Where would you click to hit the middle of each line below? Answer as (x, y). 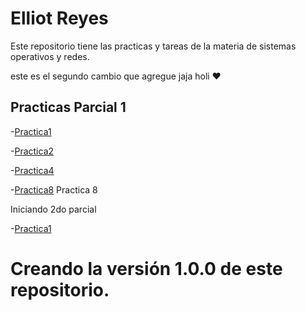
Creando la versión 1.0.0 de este (146, 268)
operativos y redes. (50, 56)
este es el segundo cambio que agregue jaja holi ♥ (116, 76)
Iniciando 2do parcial (53, 209)
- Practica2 (32, 151)
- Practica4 (32, 170)
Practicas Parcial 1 (68, 107)
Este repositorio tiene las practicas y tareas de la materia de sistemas (153, 46)
